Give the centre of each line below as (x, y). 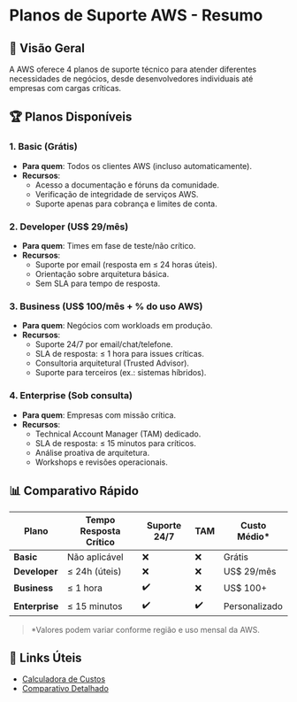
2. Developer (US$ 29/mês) (69, 227)
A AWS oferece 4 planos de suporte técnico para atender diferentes (133, 69)
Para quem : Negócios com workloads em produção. (117, 326)
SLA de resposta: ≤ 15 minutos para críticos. (115, 443)
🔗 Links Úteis (46, 657)
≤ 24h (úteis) (95, 572)
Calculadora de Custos (64, 679)
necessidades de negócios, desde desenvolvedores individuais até (131, 79)
